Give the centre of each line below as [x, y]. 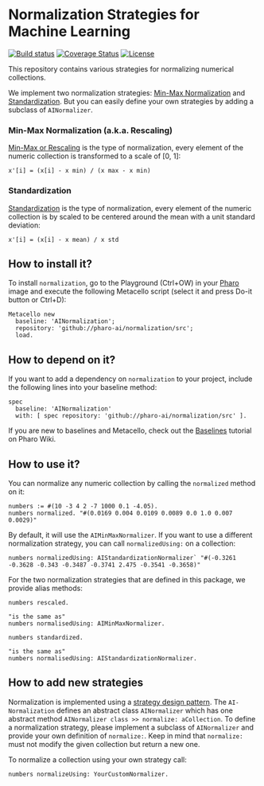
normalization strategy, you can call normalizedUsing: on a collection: [122, 543]
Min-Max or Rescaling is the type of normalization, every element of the [126, 148]
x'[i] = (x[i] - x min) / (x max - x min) [80, 171]
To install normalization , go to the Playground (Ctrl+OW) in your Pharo [124, 283]
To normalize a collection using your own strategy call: [97, 759]
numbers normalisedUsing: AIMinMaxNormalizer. [87, 623]
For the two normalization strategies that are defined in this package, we [127, 579]
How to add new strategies [76, 683]
